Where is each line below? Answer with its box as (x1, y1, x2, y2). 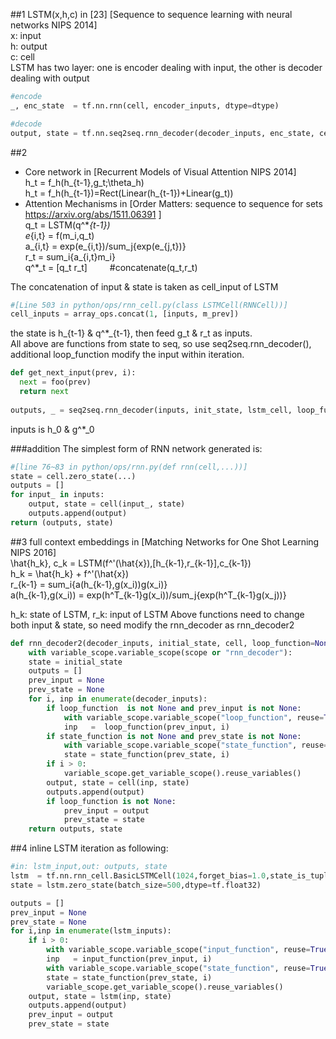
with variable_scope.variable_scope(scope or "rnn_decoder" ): (28, 647, 293, 658)
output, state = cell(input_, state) (28, 499, 186, 509)
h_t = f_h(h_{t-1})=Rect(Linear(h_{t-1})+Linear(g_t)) (24, 187, 234, 199)
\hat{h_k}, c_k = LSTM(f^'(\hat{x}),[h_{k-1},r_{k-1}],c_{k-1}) (10, 557, 252, 569)
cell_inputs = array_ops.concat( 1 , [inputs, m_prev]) (10, 309, 240, 319)
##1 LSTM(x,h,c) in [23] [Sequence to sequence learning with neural (10, 9, 293, 20)
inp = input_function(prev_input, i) (46, 954, 213, 964)
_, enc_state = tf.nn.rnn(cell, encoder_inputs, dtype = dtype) (10, 100, 280, 111)
